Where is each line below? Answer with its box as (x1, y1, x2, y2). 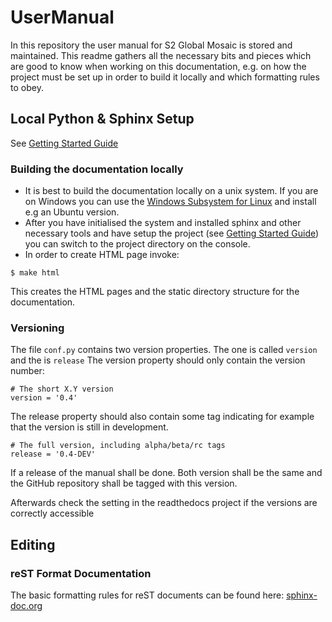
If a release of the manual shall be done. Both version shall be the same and (10, 467, 323, 479)
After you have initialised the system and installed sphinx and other (24, 217, 302, 229)
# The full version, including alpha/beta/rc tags (10, 441, 226, 451)
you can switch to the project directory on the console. (24, 238, 251, 250)
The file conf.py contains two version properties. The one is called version (10, 344, 318, 356)
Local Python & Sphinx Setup (10, 111, 195, 128)
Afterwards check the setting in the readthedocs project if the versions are (10, 497, 318, 509)
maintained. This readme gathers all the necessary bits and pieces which (10, 49, 312, 61)
